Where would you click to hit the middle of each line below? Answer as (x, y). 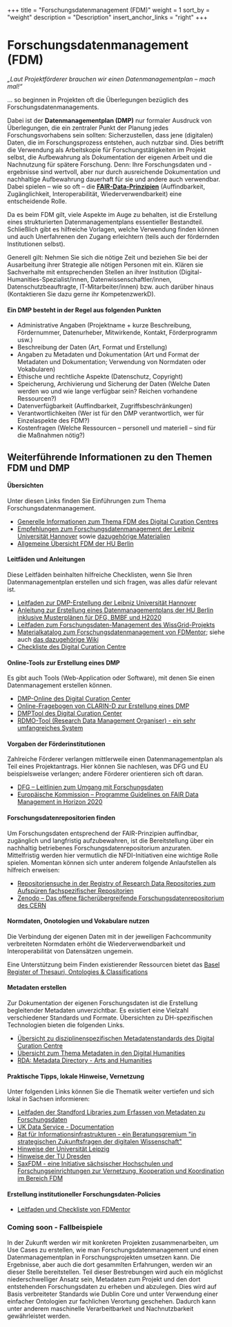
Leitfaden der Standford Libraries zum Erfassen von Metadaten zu (111, 1112)
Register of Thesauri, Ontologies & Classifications (78, 972)
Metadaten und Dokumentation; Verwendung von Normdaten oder (112, 362)
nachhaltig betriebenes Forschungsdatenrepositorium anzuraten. (99, 848)
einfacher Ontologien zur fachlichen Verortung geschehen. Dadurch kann (112, 1301)
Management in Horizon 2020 (60, 802)
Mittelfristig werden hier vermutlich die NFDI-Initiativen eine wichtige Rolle (113, 855)
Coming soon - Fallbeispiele (55, 1228)
